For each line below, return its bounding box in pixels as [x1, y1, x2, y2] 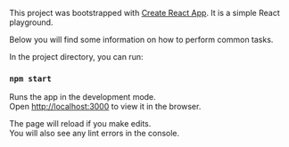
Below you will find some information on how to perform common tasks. [9, 35, 274, 45]
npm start [9, 73, 52, 84]
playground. [9, 17, 54, 28]
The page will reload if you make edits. [9, 118, 152, 129]
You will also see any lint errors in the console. [9, 128, 180, 139]
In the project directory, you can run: [9, 52, 144, 61]
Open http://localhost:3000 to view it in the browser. [9, 102, 202, 112]
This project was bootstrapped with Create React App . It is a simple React [9, 8, 281, 18]
